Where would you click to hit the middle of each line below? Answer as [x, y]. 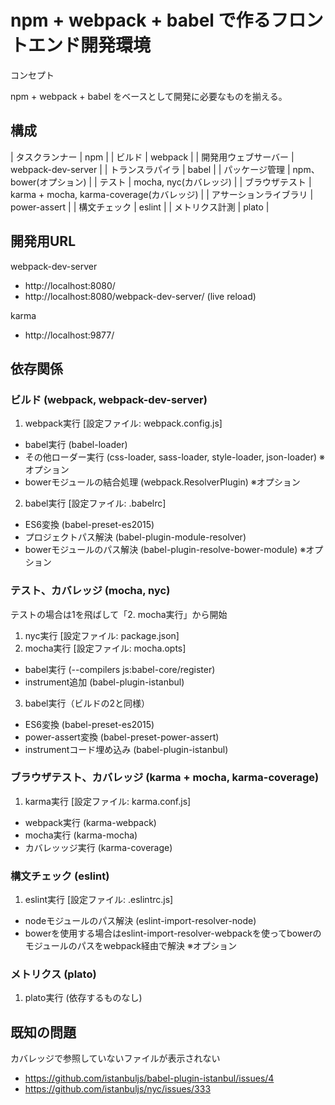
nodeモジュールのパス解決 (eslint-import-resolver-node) [140, 921]
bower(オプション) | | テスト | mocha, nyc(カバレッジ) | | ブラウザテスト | [161, 182]
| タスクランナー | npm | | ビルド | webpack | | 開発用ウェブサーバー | [152, 157]
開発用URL [43, 241]
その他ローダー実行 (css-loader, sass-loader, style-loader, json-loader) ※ [175, 457]
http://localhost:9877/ [69, 335]
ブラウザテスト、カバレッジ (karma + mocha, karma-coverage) [165, 778]
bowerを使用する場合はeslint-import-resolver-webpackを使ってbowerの [173, 933]
